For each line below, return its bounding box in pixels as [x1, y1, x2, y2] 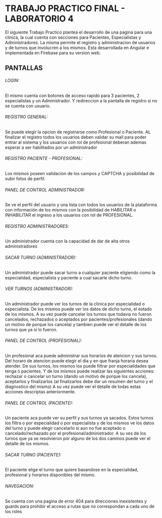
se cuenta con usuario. [5, 103, 51, 109]
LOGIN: [5, 77, 20, 83]
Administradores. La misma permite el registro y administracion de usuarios [5, 39, 156, 45]
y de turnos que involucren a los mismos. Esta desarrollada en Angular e [5, 45, 149, 50]
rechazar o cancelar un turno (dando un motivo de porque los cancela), [5, 373, 147, 379]
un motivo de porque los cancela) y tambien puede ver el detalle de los [5, 321, 147, 327]
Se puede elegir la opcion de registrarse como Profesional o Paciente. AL [5, 129, 151, 135]
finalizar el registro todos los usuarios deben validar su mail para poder [5, 134, 147, 140]
